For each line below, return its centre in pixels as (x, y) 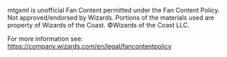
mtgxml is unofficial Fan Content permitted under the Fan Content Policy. (113, 10)
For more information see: (45, 39)
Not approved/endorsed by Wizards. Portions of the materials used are (111, 18)
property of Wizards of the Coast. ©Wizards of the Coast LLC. (99, 25)
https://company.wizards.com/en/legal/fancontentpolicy (89, 46)
